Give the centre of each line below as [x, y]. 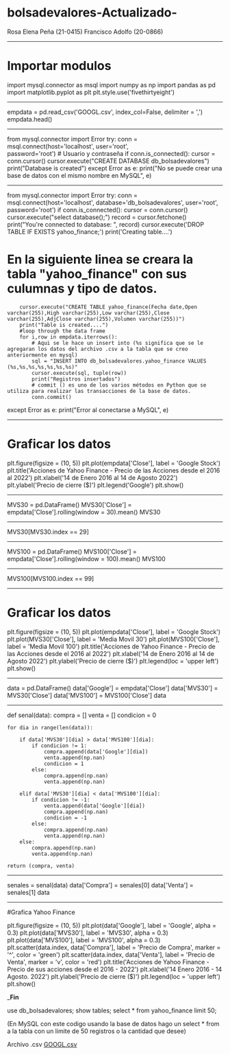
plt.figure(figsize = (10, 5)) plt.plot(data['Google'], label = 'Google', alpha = [112, 925]
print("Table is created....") [64, 325]
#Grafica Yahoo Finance [41, 912]
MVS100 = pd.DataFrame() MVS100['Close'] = [72, 552]
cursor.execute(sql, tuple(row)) [79, 373]
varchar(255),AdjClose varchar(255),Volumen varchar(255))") [96, 319]
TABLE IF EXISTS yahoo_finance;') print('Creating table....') [90, 231]
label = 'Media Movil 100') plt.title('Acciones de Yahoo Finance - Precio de [111, 646]
